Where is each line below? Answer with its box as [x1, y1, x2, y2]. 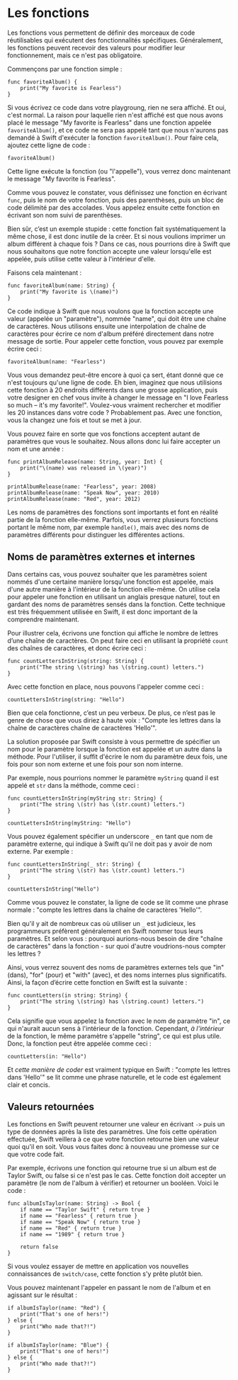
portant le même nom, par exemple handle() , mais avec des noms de [7, 523, 209, 531]
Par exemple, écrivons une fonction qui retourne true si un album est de [7, 1163, 217, 1172]
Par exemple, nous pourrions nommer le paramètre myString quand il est [7, 774, 219, 782]
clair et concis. [7, 1080, 51, 1089]
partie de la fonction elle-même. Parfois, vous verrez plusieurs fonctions [7, 515, 218, 524]
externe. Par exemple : [7, 847, 73, 855]
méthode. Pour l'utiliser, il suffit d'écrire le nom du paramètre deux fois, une [7, 752, 228, 761]
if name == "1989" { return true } [20, 1231, 125, 1238]
